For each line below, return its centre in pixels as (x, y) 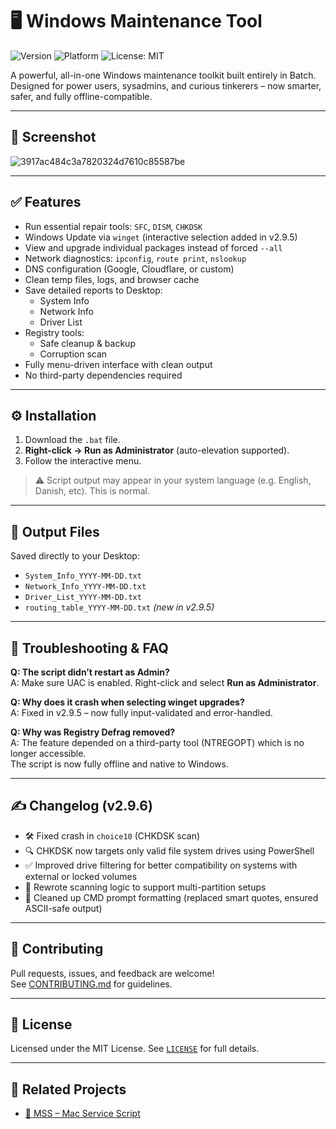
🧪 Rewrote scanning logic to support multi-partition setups (145, 887)
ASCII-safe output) (63, 908)
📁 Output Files (55, 531)
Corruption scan (73, 354)
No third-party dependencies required (103, 375)
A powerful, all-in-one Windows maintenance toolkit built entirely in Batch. (163, 75)
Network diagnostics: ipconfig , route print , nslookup (135, 258)
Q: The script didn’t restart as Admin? (90, 672)
